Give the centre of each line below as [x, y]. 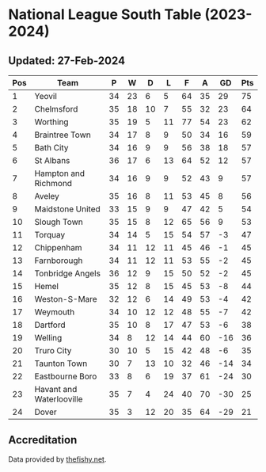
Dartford [50, 325]
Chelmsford [56, 109]
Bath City [51, 148]
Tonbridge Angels [68, 273]
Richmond [53, 183]
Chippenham [58, 247]
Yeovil [46, 96]
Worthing [51, 122]
